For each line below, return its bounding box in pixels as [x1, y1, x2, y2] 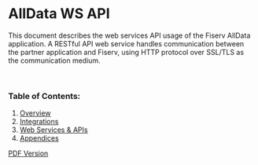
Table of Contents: [8, 90, 81, 101]
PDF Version [8, 148, 49, 158]
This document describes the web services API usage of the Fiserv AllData [8, 31, 251, 40]
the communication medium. [8, 56, 101, 65]
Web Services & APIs [19, 125, 88, 134]
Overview [19, 108, 51, 118]
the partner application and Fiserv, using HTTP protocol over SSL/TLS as [8, 47, 245, 57]
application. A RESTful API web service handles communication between [8, 38, 245, 48]
